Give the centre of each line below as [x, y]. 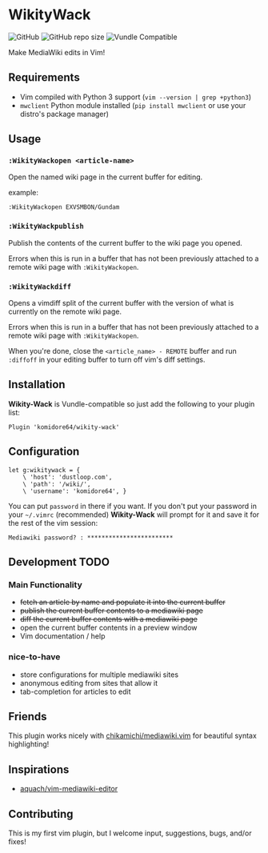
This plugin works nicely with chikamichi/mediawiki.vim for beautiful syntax [133, 736]
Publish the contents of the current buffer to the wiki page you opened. [125, 242]
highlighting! [29, 744]
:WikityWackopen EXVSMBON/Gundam [64, 207]
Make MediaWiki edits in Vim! [57, 52]
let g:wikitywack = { [44, 470]
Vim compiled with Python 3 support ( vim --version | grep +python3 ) [136, 97]
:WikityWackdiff [40, 286]
